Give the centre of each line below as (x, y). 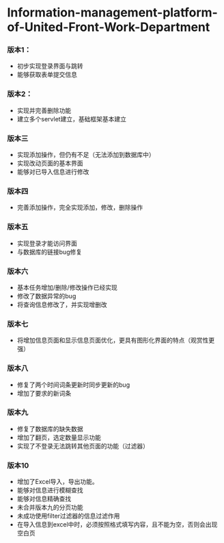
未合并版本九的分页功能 (50, 507)
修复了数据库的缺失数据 (50, 429)
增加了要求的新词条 (44, 393)
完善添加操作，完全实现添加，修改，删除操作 (80, 208)
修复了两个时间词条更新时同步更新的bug (73, 385)
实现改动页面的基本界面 (50, 163)
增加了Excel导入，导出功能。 (58, 482)
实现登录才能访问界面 (47, 243)
